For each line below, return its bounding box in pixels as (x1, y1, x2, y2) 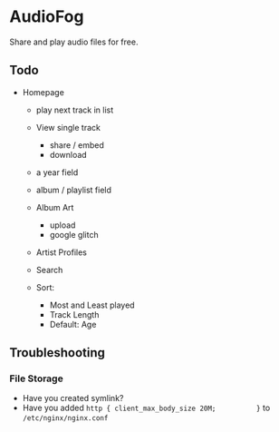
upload (49, 220, 76, 231)
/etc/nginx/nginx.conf (22, 414, 109, 423)
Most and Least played (49, 299, 135, 310)
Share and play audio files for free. (9, 36, 139, 47)
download (49, 149, 88, 160)
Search (35, 264, 63, 275)
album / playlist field (35, 184, 111, 195)
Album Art (35, 201, 74, 212)
